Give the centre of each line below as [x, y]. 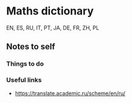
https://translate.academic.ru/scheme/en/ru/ [70, 93]
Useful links [24, 80]
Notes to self [31, 47]
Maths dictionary [50, 11]
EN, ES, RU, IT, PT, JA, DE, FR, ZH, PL [53, 28]
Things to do [25, 64]
